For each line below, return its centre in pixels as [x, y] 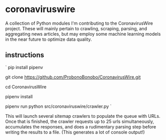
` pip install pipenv [24, 67]
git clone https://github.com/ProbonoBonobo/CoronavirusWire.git [73, 77]
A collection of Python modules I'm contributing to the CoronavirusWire [79, 23]
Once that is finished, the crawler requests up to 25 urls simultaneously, [80, 121]
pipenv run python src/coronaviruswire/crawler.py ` [58, 106]
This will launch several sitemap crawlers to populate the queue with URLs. [83, 116]
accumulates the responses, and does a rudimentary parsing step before [81, 126]
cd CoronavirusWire [26, 87]
